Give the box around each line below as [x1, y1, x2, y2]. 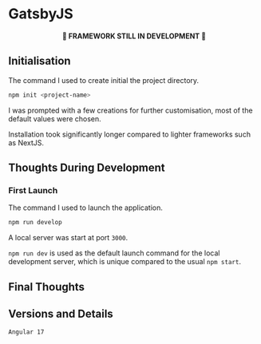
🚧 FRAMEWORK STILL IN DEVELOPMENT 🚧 [62, 31, 206, 41]
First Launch [8, 184, 58, 196]
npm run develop [8, 219, 62, 227]
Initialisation [8, 54, 71, 68]
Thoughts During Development [8, 161, 165, 175]
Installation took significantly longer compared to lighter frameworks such [8, 129, 251, 139]
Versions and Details [8, 306, 113, 320]
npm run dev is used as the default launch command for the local [8, 248, 220, 258]
